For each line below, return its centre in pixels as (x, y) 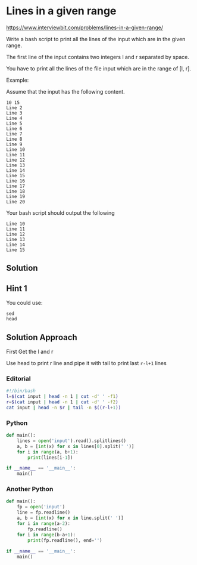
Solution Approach (42, 337)
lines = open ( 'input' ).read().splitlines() (72, 441)
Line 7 (14, 134)
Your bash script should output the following (60, 212)
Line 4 (14, 118)
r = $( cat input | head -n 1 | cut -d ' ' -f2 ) (62, 402)
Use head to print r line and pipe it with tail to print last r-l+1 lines (86, 363)
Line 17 (16, 186)
